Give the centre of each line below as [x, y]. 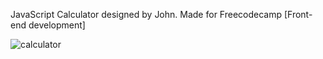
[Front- [298, 14]
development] [57, 25]
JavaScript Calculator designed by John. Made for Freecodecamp [146, 14]
